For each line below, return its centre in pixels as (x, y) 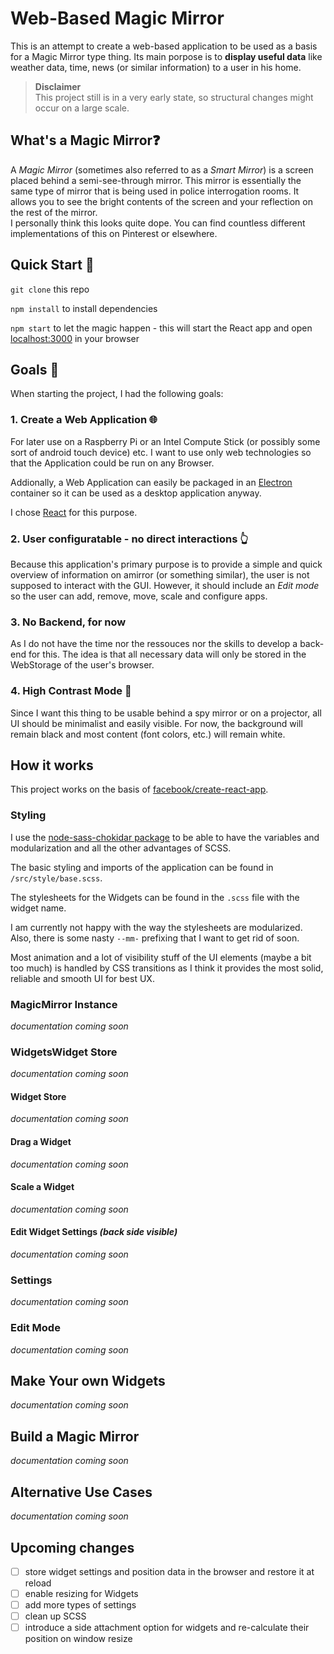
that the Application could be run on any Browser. (112, 463)
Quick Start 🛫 (52, 265)
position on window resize (78, 1639)
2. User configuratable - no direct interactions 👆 (129, 539)
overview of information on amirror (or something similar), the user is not (160, 574)
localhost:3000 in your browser (75, 338)
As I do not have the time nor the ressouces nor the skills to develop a (154, 644)
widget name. (38, 908)
